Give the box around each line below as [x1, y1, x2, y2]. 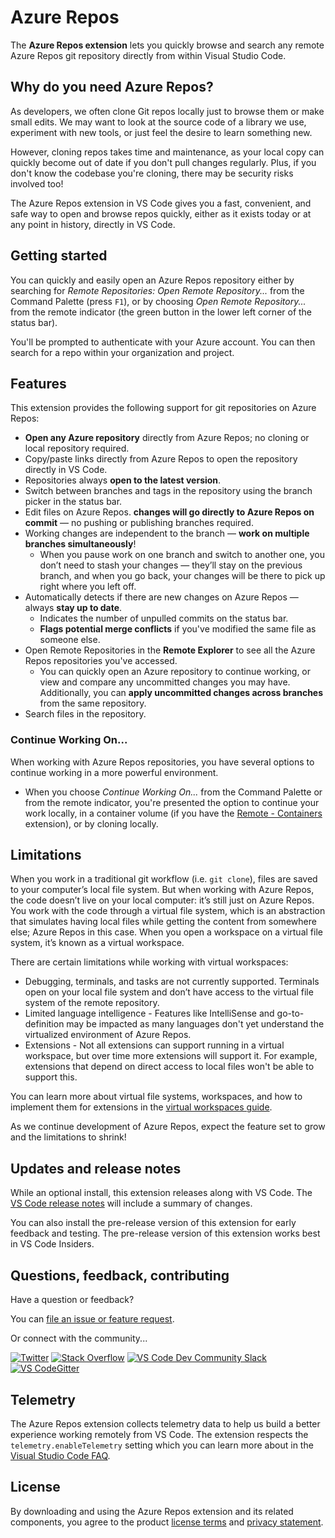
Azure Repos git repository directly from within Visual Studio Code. [10, 49, 287, 61]
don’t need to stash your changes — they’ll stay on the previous [39, 559, 303, 571]
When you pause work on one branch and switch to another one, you [39, 549, 325, 561]
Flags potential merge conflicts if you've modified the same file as [39, 623, 317, 635]
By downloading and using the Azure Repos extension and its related [10, 1505, 294, 1517]
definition [24, 1018, 65, 1030]
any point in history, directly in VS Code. [10, 218, 176, 230]
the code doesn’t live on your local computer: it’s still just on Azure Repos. [10, 894, 315, 906]
